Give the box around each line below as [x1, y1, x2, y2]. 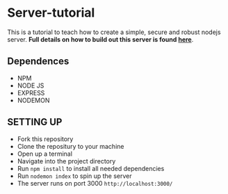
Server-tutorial [7, 5, 95, 21]
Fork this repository [17, 134, 74, 143]
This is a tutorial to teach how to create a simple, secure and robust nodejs [7, 28, 221, 36]
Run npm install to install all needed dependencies [17, 164, 165, 172]
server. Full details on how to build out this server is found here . [7, 35, 194, 43]
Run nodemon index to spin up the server [17, 172, 132, 180]
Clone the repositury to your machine [17, 142, 124, 150]
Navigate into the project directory [17, 156, 116, 165]
